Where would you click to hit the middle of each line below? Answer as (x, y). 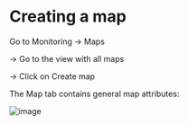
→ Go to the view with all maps (67, 58)
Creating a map (68, 17)
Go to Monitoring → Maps (57, 41)
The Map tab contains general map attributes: (94, 94)
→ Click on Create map (52, 76)
